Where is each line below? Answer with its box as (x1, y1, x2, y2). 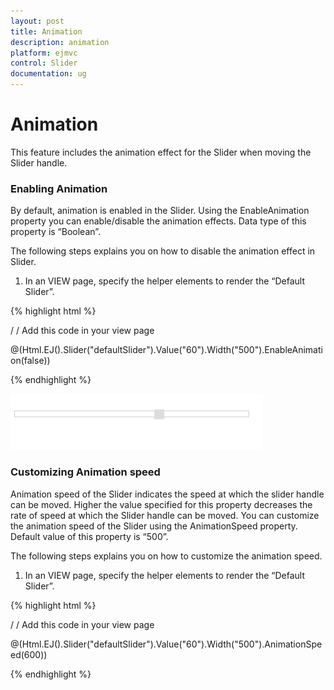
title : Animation (10, 26, 83, 37)
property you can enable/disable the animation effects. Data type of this (10, 215, 307, 227)
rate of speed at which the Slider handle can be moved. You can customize (10, 509, 320, 521)
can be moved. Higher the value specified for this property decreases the (10, 498, 313, 510)
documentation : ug (10, 69, 87, 79)
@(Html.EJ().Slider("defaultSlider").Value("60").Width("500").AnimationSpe (10, 638, 323, 650)
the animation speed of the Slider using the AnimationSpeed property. (10, 520, 298, 532)
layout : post (10, 16, 65, 26)
